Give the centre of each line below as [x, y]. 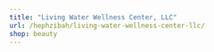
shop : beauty [33, 33]
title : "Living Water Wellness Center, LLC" [93, 17]
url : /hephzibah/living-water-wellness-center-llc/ [107, 26]
